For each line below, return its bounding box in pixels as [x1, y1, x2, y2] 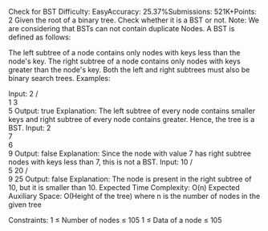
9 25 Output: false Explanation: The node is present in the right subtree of [8, 174, 252, 184]
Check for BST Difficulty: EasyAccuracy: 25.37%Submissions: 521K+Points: [8, 7, 257, 16]
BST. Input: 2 [8, 124, 51, 132]
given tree [8, 200, 42, 209]
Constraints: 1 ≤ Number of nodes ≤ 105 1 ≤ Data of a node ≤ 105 [8, 216, 222, 225]
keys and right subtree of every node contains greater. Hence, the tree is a [8, 115, 255, 124]
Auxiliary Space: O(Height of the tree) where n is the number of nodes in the [8, 192, 261, 201]
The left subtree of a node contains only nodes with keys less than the [8, 48, 241, 57]
